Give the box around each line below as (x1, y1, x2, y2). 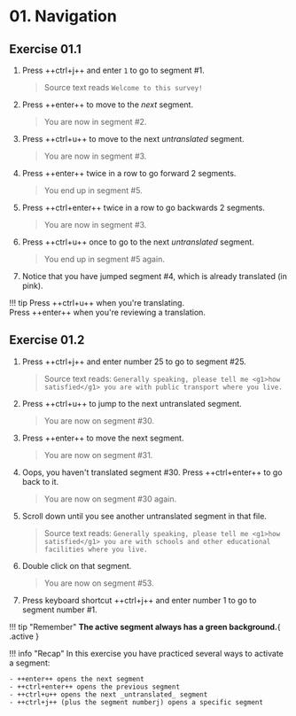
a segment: (9, 658, 51, 668)
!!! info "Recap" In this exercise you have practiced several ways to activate (9, 648, 284, 658)
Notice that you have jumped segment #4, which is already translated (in (21, 271, 288, 281)
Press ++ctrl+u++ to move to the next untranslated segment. (21, 134, 245, 144)
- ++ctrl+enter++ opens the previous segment (9, 682, 180, 691)
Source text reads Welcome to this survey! (43, 82, 203, 92)
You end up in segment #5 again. (43, 254, 166, 264)
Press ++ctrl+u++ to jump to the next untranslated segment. (21, 398, 242, 409)
